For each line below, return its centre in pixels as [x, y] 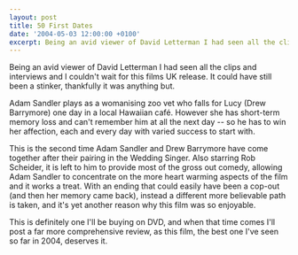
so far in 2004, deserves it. [59, 241]
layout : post [33, 17]
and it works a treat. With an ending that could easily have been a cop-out [145, 186]
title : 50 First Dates [51, 26]
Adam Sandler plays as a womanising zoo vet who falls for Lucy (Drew [137, 104]
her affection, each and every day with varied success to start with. [132, 131]
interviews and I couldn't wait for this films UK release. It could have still [141, 77]
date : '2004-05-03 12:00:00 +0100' [75, 34]
